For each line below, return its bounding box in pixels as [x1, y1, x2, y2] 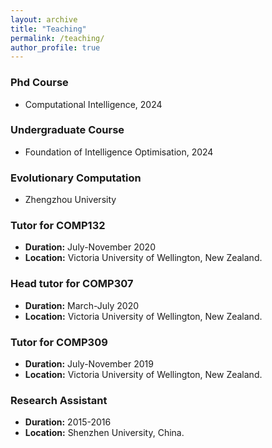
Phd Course [10, 76, 69, 90]
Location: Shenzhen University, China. [24, 427, 185, 439]
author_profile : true [10, 42, 101, 53]
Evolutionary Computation [10, 171, 142, 185]
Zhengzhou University [24, 194, 117, 206]
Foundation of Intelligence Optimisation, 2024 [24, 146, 214, 158]
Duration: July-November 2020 [24, 241, 156, 253]
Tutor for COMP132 [10, 219, 106, 233]
